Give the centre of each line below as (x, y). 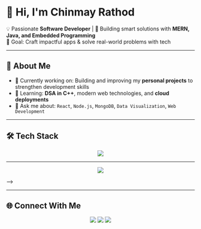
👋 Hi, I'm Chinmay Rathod (71, 12)
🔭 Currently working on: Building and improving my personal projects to (104, 81)
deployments (32, 99)
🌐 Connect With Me (44, 205)
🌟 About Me (28, 66)
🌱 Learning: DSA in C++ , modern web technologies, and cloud (92, 93)
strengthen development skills (52, 86)
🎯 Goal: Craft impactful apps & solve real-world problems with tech (89, 42)
